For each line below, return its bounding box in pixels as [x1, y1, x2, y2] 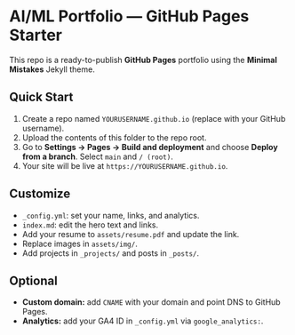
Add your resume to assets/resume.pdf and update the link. [21, 228, 240, 239]
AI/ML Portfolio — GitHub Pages [9, 6, 250, 27]
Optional [9, 273, 58, 288]
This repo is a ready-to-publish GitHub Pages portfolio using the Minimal [9, 54, 277, 65]
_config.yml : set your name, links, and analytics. [21, 210, 200, 220]
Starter [9, 25, 62, 45]
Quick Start [9, 90, 74, 105]
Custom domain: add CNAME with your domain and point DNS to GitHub [21, 297, 282, 307]
